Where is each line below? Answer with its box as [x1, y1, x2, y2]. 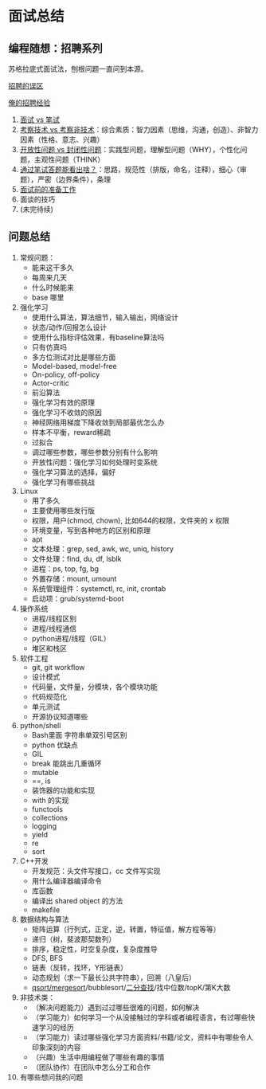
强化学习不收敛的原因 [31, 407, 102, 417]
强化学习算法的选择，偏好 [31, 467, 116, 476]
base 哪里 [31, 292, 65, 302]
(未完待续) [19, 205, 54, 213]
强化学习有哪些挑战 [31, 477, 96, 487]
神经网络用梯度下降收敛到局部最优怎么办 [31, 417, 165, 427]
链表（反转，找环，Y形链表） [31, 962, 128, 972]
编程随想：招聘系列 [8, 41, 103, 55]
